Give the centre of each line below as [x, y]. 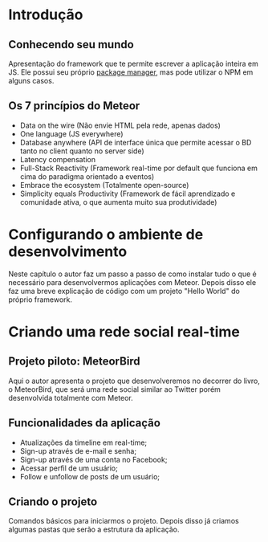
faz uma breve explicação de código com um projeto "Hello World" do [124, 291]
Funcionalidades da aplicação [84, 423]
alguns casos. [31, 81]
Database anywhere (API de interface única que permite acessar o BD [136, 142]
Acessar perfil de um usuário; [69, 468]
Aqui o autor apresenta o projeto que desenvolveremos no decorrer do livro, [134, 381]
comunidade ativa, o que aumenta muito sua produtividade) [118, 202]
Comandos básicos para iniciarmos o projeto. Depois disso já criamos [124, 521]
